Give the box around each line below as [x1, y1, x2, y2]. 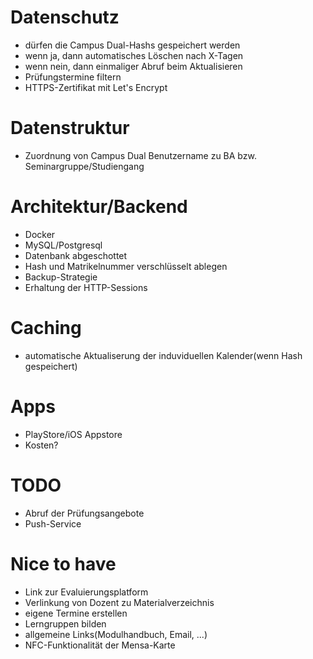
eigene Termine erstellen [24, 607, 128, 619]
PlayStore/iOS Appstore [24, 428, 123, 440]
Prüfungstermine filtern [24, 71, 122, 83]
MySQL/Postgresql [24, 239, 103, 251]
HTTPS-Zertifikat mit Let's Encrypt [24, 81, 168, 93]
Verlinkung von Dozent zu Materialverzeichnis [24, 596, 215, 608]
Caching [10, 317, 82, 339]
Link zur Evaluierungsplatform [24, 586, 149, 598]
